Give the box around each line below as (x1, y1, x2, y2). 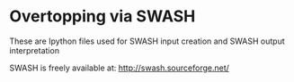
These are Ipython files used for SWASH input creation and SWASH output (9, 36, 285, 46)
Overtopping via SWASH (9, 6, 196, 27)
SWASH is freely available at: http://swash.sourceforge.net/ (9, 62, 229, 73)
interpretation (9, 45, 60, 55)
